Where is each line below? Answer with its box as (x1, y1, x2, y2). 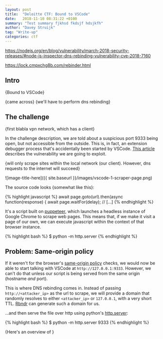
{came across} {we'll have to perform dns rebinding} (5, 98, 111, 105)
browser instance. (5, 224, 41, 229)
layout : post (5, 7, 32, 12)
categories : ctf (5, 35, 38, 39)
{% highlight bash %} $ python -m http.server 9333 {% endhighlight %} (5, 320, 149, 325)
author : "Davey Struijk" (5, 25, 55, 30)
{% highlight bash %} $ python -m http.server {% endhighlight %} (5, 233, 138, 239)
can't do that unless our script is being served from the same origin (5, 271, 140, 277)
